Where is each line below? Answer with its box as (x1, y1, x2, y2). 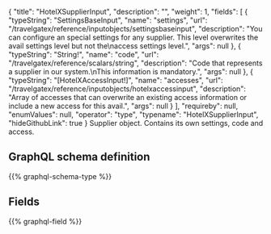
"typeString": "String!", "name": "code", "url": (8, 50, 159, 59)
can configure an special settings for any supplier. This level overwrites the (8, 32, 259, 42)
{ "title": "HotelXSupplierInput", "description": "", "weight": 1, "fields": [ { (8, 7, 248, 16)
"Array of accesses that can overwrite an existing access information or (8, 93, 248, 102)
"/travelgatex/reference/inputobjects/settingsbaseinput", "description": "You (8, 24, 263, 33)
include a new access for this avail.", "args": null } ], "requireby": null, (8, 101, 239, 111)
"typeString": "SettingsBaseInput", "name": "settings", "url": (8, 15, 208, 25)
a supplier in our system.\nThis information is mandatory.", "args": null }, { (8, 67, 253, 76)
